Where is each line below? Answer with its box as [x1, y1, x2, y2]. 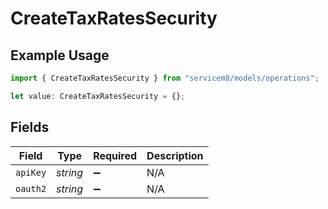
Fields [10, 119, 50, 136]
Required [93, 148, 138, 162]
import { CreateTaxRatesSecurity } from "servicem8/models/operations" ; [10, 73, 320, 83]
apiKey [15, 167, 47, 178]
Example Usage [10, 47, 110, 64]
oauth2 [15, 183, 47, 194]
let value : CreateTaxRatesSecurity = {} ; [10, 91, 186, 101]
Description [146, 148, 204, 162]
